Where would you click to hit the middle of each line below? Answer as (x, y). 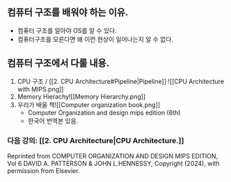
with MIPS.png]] (40, 89)
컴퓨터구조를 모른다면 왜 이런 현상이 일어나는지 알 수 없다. (95, 39)
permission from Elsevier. (43, 171)
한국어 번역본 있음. (53, 121)
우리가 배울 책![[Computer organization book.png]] (89, 105)
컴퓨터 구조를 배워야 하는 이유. (68, 13)
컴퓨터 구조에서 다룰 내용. (58, 64)
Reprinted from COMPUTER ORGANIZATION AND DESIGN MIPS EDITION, (113, 156)
